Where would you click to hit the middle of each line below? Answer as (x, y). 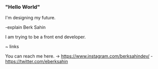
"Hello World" (23, 7)
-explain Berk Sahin (26, 27)
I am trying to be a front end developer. (46, 37)
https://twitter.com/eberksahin (37, 62)
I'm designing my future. (31, 18)
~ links (12, 47)
